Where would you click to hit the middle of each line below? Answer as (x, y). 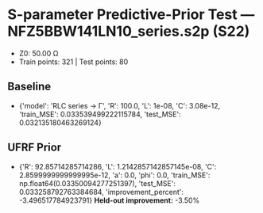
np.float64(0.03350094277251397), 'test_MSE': (97, 183)
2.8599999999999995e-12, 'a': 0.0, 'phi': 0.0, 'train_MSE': (114, 175)
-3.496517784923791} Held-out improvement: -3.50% (109, 200)
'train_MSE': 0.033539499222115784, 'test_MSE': (100, 114)
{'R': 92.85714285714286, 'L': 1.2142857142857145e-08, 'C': (118, 166)
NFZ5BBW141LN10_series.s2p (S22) (129, 31)
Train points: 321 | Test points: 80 (73, 62)
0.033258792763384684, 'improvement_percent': (101, 192)
